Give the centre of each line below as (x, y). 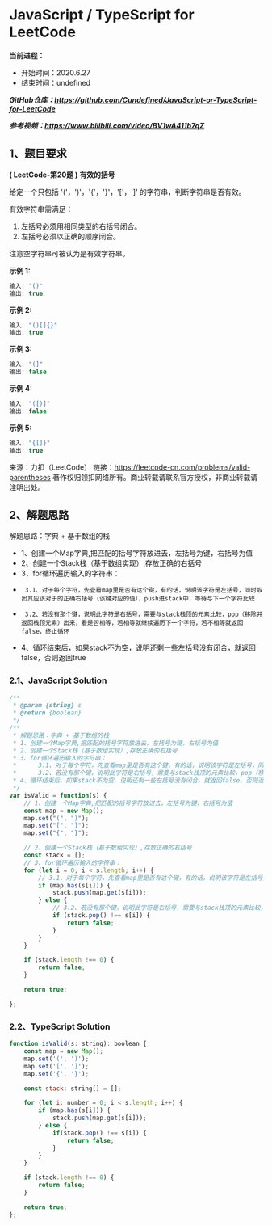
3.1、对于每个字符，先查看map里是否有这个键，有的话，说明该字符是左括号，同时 (141, 590)
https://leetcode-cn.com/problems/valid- (182, 467)
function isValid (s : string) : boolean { (78, 1044)
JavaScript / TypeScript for (102, 15)
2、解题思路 (39, 515)
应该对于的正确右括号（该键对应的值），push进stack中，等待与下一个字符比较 (144, 599)
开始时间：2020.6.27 (56, 72)
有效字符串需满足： (41, 209)
